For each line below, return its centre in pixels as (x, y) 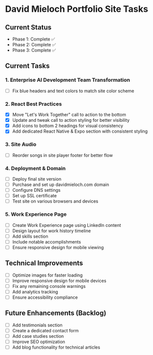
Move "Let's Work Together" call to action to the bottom (69, 115)
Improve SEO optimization (39, 342)
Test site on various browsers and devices (55, 201)
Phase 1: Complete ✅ (34, 39)
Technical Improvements (44, 263)
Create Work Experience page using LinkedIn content (67, 225)
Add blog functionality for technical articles (56, 347)
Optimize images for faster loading (47, 275)
